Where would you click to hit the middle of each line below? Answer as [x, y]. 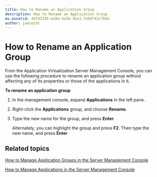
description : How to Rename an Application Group [56, 14]
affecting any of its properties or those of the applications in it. [68, 81]
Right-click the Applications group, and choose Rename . [70, 109]
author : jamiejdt [23, 23]
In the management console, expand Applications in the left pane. [78, 100]
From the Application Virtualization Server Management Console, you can [78, 71]
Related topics [27, 148]
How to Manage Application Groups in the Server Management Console [77, 160]
